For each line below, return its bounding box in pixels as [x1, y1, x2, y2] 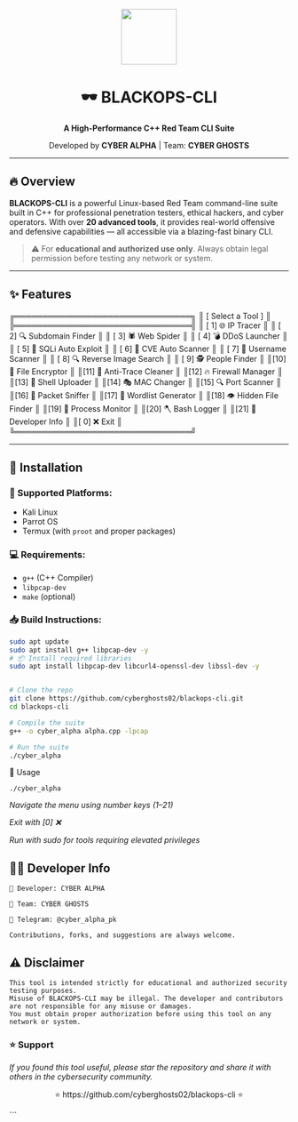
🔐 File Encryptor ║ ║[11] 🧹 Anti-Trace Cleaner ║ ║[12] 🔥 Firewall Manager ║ [9, 365, 284, 377]
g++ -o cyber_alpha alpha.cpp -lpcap [9, 726, 149, 735]
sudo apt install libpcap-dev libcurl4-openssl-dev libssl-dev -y [9, 662, 260, 671]
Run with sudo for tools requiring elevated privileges [9, 835, 200, 846]
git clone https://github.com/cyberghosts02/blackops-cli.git [9, 694, 244, 703]
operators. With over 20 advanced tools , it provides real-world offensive [9, 216, 275, 227]
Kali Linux [21, 507, 59, 517]
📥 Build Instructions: [9, 613, 102, 626]
